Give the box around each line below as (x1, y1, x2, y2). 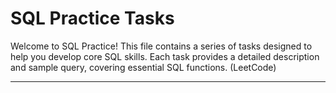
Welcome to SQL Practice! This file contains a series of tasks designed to (10, 40, 313, 52)
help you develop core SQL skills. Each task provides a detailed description (10, 50, 320, 62)
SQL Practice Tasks (10, 7, 175, 30)
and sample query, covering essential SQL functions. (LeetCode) (10, 61, 277, 73)
